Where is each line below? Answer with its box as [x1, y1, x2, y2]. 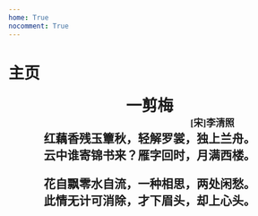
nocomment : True [8, 22, 69, 30]
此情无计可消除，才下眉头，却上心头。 [43, 194, 256, 209]
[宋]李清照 [190, 117, 235, 130]
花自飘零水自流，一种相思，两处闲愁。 [43, 177, 256, 192]
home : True [8, 13, 49, 22]
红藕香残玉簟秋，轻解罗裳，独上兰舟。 [43, 132, 256, 146]
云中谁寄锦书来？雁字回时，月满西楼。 [43, 149, 256, 163]
